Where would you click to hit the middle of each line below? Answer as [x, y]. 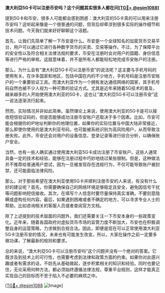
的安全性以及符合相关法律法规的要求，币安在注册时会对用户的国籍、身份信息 [82, 53]
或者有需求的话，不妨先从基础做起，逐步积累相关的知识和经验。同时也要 [82, 263]
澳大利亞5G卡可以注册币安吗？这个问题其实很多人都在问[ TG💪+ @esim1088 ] [82, 8]
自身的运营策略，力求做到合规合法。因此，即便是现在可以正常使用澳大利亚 [84, 228]
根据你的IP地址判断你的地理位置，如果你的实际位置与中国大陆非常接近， [86, 123]
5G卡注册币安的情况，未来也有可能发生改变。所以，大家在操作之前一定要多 [81, 234]
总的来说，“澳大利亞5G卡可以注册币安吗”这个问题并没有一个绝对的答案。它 [81, 251]
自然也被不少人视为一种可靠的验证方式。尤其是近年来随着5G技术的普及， [83, 88]
